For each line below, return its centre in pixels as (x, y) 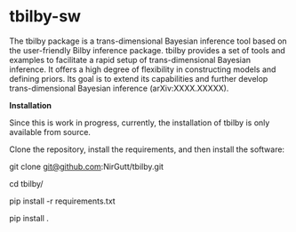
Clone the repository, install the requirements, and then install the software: (147, 149)
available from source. (50, 132)
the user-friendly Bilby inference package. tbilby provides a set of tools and (148, 50)
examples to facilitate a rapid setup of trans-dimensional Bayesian (130, 60)
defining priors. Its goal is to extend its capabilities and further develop (139, 78)
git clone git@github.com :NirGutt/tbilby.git (87, 166)
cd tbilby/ (26, 183)
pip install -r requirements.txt (62, 201)
